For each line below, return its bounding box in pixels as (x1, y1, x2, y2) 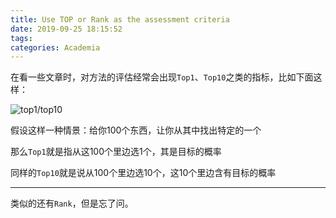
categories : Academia (10, 42, 101, 53)
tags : (10, 33, 33, 43)
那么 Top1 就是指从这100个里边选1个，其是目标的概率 (10, 146, 222, 158)
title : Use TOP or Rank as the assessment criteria (10, 14, 230, 25)
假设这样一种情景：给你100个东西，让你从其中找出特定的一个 (10, 124, 262, 136)
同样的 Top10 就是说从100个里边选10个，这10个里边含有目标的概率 (10, 167, 277, 179)
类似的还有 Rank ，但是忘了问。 (10, 197, 134, 210)
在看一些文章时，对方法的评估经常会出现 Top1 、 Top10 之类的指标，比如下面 (10, 71, 314, 83)
